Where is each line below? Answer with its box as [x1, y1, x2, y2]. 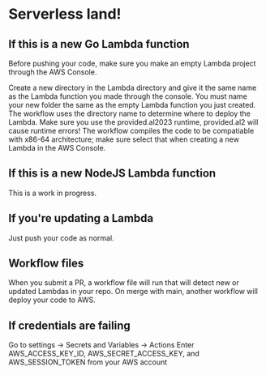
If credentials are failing [8, 318, 131, 332]
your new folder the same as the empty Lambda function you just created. [8, 100, 256, 109]
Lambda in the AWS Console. [8, 143, 106, 152]
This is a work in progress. [8, 188, 97, 198]
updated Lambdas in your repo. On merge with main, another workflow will [8, 287, 258, 296]
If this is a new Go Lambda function [8, 37, 190, 51]
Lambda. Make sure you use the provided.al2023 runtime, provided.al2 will [8, 117, 259, 126]
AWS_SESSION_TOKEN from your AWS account [8, 357, 168, 367]
